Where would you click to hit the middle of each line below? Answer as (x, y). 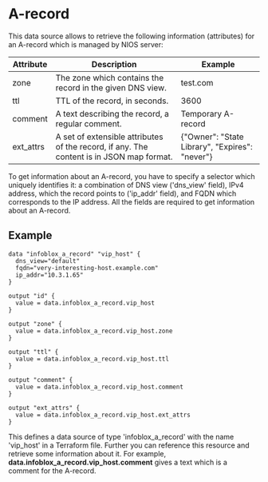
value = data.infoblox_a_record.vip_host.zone (94, 331)
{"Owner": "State (213, 137)
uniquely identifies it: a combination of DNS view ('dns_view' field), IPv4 (126, 185)
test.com (197, 82)
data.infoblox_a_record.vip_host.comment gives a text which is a (118, 462)
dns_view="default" (48, 261)
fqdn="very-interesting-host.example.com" (87, 268)
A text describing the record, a (112, 114)
